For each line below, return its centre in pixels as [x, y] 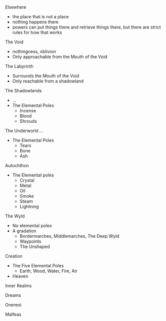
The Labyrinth [19, 66]
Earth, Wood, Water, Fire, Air [48, 271]
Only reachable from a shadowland [48, 81]
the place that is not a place [41, 17]
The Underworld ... [24, 131]
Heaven [20, 276]
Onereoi [13, 305]
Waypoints [30, 241]
